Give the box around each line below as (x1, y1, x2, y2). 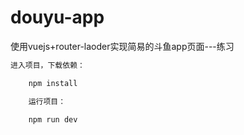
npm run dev (28, 114, 78, 125)
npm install (28, 78, 78, 88)
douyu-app (10, 6, 105, 29)
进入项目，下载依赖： (10, 60, 85, 70)
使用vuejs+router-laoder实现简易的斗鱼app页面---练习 (10, 40, 235, 52)
